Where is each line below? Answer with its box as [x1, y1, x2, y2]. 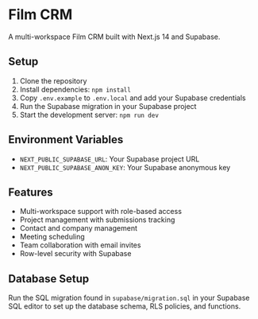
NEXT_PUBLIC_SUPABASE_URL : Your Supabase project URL [19, 154, 200, 164]
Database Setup [8, 272, 90, 286]
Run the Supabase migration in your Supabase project [19, 101, 197, 111]
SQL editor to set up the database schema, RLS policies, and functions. [8, 301, 241, 311]
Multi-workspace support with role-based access [19, 207, 183, 216]
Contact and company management [19, 224, 137, 233]
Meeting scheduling [19, 232, 85, 242]
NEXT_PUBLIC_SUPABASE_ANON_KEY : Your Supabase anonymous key [19, 162, 231, 172]
